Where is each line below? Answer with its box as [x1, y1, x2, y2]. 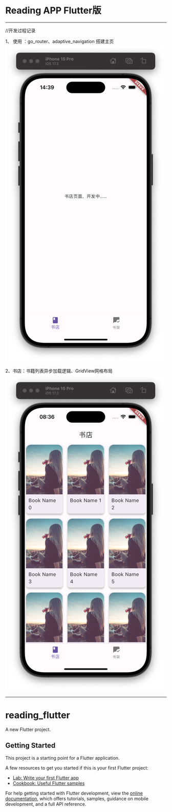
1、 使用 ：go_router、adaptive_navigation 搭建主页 [5, 38, 114, 44]
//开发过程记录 [5, 27, 36, 33]
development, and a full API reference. [5, 801, 87, 807]
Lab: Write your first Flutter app [12, 775, 79, 781]
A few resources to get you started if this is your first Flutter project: [5, 764, 148, 771]
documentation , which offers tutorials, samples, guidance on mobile [5, 795, 148, 802]
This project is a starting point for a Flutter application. [5, 755, 120, 761]
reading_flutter [5, 710, 70, 721]
